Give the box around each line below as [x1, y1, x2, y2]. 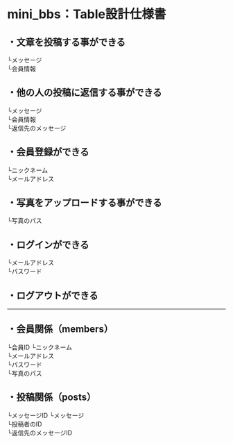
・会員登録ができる [7, 147, 89, 158]
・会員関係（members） [7, 324, 113, 335]
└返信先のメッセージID [7, 428, 73, 437]
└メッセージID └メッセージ [7, 411, 85, 419]
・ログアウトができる [7, 290, 98, 301]
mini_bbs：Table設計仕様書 [7, 6, 166, 22]
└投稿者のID [7, 419, 42, 428]
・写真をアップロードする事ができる [7, 197, 162, 209]
